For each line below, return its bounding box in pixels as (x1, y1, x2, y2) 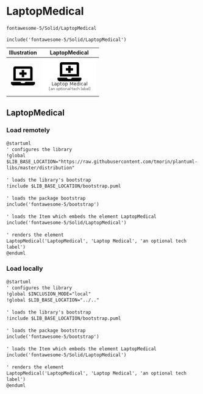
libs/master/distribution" (6, 165, 75, 171)
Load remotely (6, 126, 51, 134)
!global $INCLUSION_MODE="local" (6, 291, 91, 297)
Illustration (9, 49, 38, 56)
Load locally (6, 264, 43, 273)
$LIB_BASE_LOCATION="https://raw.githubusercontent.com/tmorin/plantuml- (6, 159, 198, 165)
